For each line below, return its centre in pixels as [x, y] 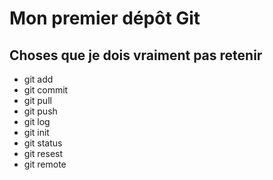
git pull [37, 100]
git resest [43, 153]
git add [38, 79]
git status [43, 143]
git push [40, 111]
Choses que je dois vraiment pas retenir [136, 55]
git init [36, 132]
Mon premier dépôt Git [105, 18]
